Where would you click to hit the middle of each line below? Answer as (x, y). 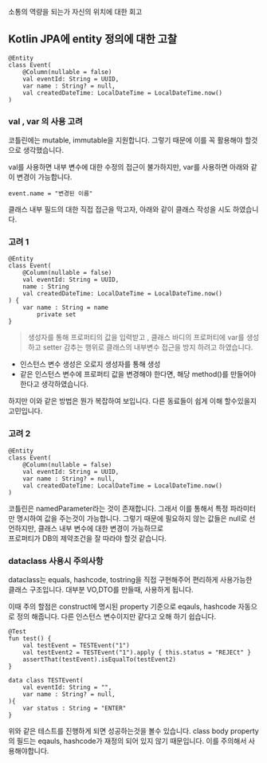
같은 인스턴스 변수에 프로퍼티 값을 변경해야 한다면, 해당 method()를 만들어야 (138, 374)
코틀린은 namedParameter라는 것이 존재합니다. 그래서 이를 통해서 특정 (118, 508)
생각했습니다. (43, 151)
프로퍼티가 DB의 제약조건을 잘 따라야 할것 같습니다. (88, 538)
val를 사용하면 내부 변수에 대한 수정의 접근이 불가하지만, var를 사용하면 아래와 (129, 167)
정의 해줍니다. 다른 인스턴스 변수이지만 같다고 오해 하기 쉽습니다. (116, 616)
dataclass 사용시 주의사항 (56, 561)
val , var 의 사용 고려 (45, 121)
